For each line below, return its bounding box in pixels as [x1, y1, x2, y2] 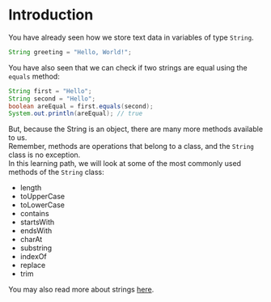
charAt [19, 235, 43, 245]
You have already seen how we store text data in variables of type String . [8, 32, 254, 42]
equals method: [8, 71, 61, 81]
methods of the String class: [8, 168, 105, 177]
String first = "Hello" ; [8, 87, 92, 95]
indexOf [19, 252, 47, 262]
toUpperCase [19, 192, 66, 202]
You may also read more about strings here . [8, 285, 155, 295]
